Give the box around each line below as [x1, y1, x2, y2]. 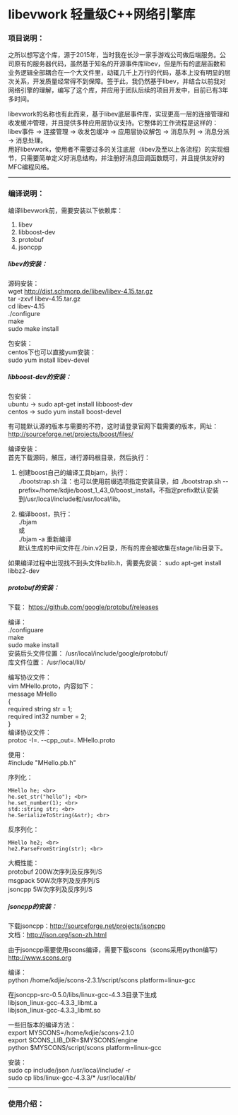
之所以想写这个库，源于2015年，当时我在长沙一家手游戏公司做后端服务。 [8, 51, 220, 59]
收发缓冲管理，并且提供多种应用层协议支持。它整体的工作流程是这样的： [8, 119, 218, 127]
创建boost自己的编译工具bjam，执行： [18, 468, 130, 476]
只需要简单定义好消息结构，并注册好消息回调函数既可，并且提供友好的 [20, 154, 225, 162]
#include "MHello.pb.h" [8, 758, 76, 766]
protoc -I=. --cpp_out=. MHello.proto [8, 735, 116, 745]
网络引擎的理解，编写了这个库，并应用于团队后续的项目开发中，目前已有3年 [8, 86, 229, 95]
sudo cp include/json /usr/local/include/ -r [8, 1066, 131, 1074]
